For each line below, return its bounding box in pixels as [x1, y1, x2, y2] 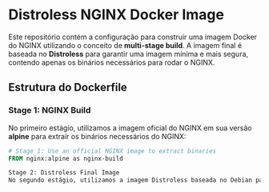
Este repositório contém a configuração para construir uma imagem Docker [8, 32, 258, 42]
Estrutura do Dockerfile [8, 81, 128, 94]
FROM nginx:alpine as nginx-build [8, 154, 124, 162]
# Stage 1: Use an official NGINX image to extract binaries [8, 146, 217, 155]
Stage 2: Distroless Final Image [8, 169, 120, 177]
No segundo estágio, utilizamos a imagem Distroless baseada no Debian [8, 176, 252, 185]
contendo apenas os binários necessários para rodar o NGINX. [8, 58, 215, 67]
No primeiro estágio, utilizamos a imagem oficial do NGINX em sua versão [8, 122, 252, 133]
